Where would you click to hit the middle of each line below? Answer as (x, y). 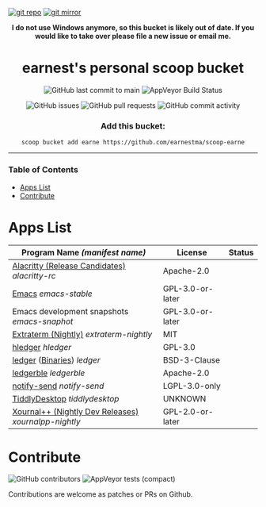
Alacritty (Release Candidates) (69, 266)
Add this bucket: (133, 125)
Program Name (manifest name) (84, 252)
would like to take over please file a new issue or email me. (133, 36)
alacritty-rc (34, 276)
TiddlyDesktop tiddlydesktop (66, 399)
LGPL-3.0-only (192, 386)
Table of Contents (44, 170)
